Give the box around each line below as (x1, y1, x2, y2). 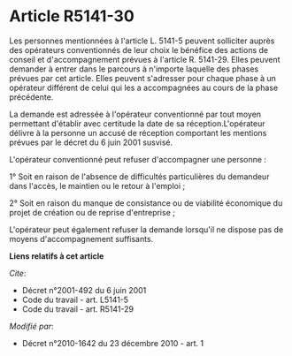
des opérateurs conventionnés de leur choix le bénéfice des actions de (9, 44, 268, 55)
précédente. (9, 91, 54, 102)
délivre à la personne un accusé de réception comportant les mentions (9, 127, 267, 138)
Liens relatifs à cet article (9, 250, 104, 261)
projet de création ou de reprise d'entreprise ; (9, 207, 175, 217)
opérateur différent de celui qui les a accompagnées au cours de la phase (9, 82, 279, 93)
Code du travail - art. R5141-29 (21, 303, 134, 314)
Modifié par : (9, 321, 55, 331)
